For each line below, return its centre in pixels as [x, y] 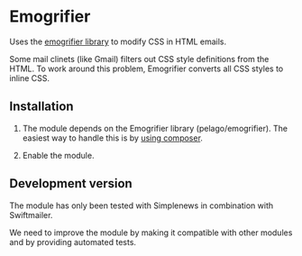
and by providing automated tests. [73, 242]
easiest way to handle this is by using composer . [112, 138]
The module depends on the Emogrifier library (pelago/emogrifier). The [155, 128]
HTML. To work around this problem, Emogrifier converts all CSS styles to [146, 69]
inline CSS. [30, 78]
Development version [71, 183]
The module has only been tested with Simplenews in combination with [142, 206]
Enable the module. [58, 155]
